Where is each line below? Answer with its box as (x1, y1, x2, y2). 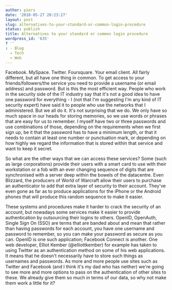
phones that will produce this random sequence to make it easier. (5, 194, 144, 200)
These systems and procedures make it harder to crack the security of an (5, 204, 161, 210)
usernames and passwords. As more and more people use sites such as (5, 258, 158, 264)
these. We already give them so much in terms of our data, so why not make (5, 275, 167, 281)
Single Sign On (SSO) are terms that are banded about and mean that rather (5, 220, 166, 226)
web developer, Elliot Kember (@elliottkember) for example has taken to (5, 242, 157, 248)
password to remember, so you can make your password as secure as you (5, 231, 163, 237)
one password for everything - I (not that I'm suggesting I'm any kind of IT (5, 96, 162, 103)
